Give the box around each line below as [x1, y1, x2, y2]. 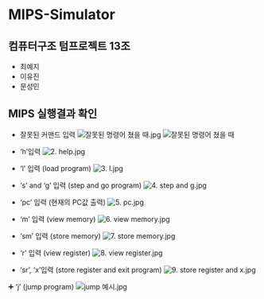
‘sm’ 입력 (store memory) [19, 231, 101, 240]
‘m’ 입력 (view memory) [19, 214, 96, 223]
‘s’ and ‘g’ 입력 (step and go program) [19, 181, 142, 190]
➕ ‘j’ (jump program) [8, 282, 75, 291]
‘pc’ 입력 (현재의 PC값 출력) [19, 197, 106, 207]
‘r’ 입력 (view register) [19, 248, 91, 258]
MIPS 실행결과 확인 [8, 107, 98, 121]
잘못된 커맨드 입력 [19, 130, 76, 139]
